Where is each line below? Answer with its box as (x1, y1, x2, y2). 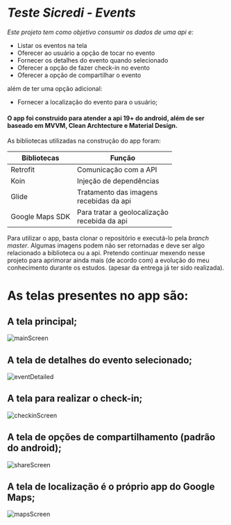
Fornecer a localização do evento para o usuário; (17, 97, 158, 106)
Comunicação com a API (76, 165, 157, 175)
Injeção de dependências (76, 176, 160, 186)
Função (110, 153, 135, 163)
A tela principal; (7, 315, 78, 328)
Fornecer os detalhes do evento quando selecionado (17, 56, 169, 64)
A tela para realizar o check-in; (7, 393, 143, 405)
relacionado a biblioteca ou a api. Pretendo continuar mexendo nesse (7, 249, 205, 257)
